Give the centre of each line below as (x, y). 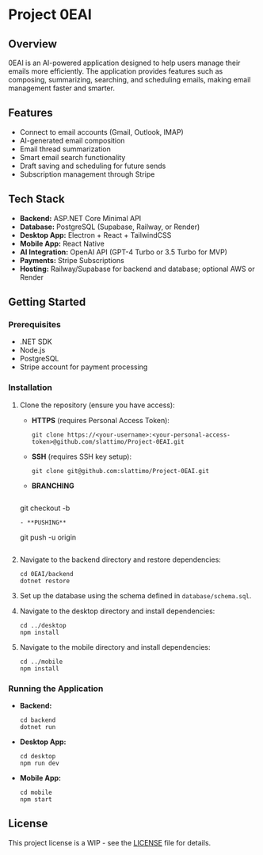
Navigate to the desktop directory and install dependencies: (117, 611)
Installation (30, 387)
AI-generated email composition (72, 140)
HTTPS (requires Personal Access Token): (101, 420)
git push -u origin (48, 537)
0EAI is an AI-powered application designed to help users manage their (124, 63)
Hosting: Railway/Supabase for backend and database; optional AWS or (137, 269)
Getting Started (47, 302)
